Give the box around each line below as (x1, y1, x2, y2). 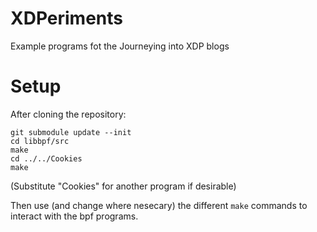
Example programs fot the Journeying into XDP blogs (10, 40, 230, 52)
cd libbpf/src (10, 136, 70, 146)
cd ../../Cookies (10, 153, 83, 164)
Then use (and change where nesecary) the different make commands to (10, 199, 308, 211)
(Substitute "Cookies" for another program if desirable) (10, 180, 237, 192)
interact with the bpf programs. (10, 210, 139, 222)
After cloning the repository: (10, 108, 127, 120)
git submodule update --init (10, 127, 132, 137)
